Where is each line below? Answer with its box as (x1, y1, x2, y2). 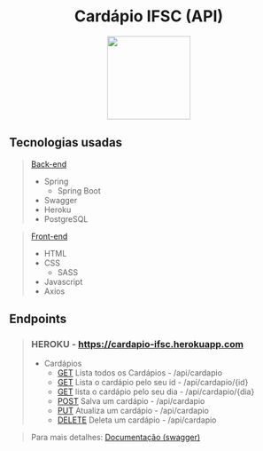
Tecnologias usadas (9, 135, 122, 150)
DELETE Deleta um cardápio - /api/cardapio (57, 415, 217, 425)
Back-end (30, 158, 67, 170)
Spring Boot (57, 185, 102, 196)
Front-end (30, 231, 68, 241)
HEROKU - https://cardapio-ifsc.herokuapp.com (30, 338, 244, 351)
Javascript (43, 276, 83, 287)
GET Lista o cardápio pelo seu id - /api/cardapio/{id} (57, 377, 249, 388)
